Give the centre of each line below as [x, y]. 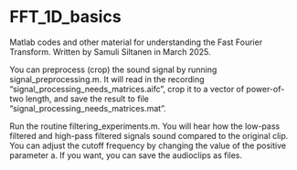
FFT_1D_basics [65, 17]
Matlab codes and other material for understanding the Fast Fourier [136, 42]
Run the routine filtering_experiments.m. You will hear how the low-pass [145, 126]
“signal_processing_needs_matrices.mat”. [88, 108]
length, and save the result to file [87, 99]
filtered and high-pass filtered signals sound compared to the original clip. [149, 135]
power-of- [265, 89]
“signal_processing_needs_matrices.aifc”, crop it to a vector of [127, 89]
